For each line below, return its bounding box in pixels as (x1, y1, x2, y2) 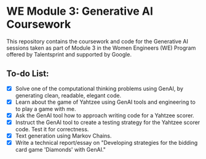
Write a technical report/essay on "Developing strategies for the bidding (15, 139, 198, 147)
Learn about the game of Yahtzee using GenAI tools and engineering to (15, 98, 196, 106)
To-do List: (6, 69, 49, 79)
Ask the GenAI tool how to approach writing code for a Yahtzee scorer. (15, 112, 195, 119)
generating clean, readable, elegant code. (15, 91, 122, 99)
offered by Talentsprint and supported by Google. (6, 50, 132, 58)
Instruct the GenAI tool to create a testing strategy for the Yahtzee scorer (15, 118, 200, 126)
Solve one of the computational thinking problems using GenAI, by (15, 85, 183, 92)
